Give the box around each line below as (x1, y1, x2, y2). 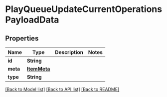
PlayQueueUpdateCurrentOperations (5, 3, 163, 15)
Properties (5, 34, 39, 42)
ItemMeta (26, 65, 50, 72)
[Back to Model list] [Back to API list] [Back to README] (5, 86, 120, 92)
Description (54, 49, 84, 55)
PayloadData (5, 14, 59, 25)
